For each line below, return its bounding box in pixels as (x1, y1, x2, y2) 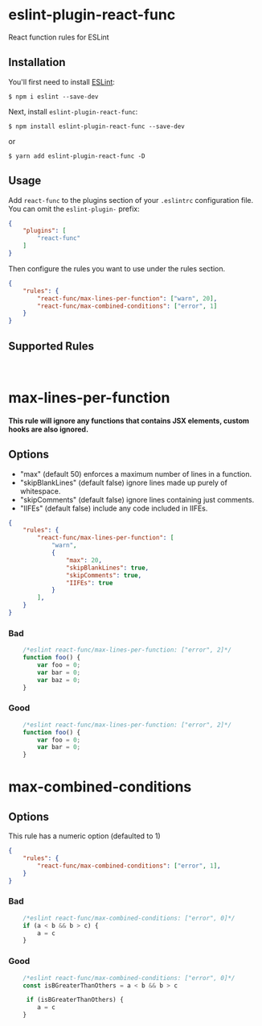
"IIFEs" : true (65, 578, 113, 587)
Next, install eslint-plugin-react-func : (8, 106, 138, 116)
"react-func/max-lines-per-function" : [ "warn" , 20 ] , (37, 294, 218, 303)
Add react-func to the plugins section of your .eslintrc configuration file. (8, 195, 254, 205)
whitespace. (19, 486, 61, 496)
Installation (8, 56, 66, 69)
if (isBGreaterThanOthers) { (26, 996, 125, 1004)
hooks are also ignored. (8, 424, 89, 434)
